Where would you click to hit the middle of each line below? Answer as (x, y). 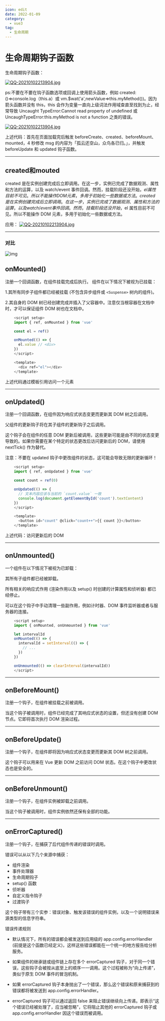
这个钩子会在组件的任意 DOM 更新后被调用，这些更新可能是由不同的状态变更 (82, 435)
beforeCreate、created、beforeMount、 (115, 137)
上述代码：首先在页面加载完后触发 (39, 137)
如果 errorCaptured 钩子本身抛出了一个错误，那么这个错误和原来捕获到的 (86, 984)
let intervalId (29, 634)
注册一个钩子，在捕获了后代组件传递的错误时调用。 (57, 844)
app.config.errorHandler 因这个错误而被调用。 (59, 1013)
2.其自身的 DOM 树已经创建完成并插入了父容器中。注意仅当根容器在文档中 (80, 302)
